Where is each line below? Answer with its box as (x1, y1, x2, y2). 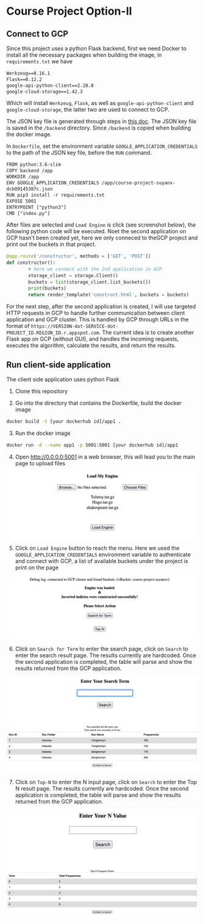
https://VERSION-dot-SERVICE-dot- (30, 324, 119, 330)
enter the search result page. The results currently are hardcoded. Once (15, 652, 197, 659)
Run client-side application (6, 359, 111, 370)
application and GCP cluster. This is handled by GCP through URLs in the (6, 316, 189, 323)
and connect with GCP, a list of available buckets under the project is (15, 557, 189, 564)
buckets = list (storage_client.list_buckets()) (28, 279, 151, 285)
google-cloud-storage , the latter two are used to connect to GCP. (6, 106, 169, 113)
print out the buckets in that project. (6, 241, 96, 248)
